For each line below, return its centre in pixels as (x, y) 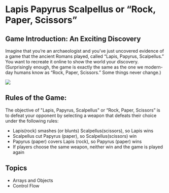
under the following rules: (32, 121)
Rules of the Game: (36, 98)
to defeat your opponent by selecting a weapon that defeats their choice (81, 115)
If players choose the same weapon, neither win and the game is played (88, 147)
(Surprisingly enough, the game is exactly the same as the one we (74, 67)
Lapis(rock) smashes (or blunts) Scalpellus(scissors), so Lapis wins (83, 131)
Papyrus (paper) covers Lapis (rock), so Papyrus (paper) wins (77, 141)
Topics (16, 168)
